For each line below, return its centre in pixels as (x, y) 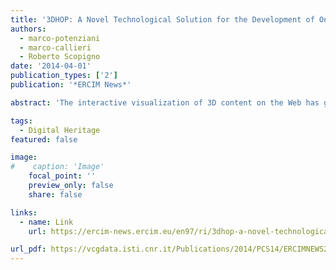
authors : (28, 29)
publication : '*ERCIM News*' (71, 85)
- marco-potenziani (60, 38)
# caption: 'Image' (57, 167)
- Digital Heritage (60, 130)
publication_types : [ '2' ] (64, 76)
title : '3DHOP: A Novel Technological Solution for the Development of (162, 19)
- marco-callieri (55, 47)
